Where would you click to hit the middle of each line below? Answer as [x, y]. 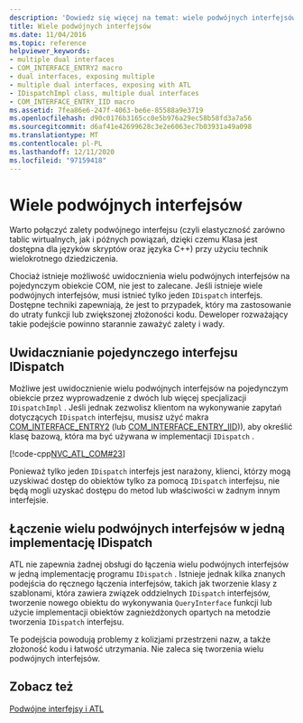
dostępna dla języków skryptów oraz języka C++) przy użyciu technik [139, 249]
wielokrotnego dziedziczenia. [64, 259]
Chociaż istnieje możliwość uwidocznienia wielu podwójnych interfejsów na [150, 276]
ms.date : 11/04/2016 [48, 34]
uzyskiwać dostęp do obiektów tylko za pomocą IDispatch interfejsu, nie [145, 481]
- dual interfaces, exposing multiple [82, 77]
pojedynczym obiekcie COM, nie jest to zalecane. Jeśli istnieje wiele [136, 286]
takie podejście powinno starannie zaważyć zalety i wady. [117, 324]
